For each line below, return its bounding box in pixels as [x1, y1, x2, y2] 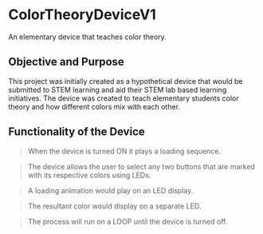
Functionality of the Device [8, 125, 145, 139]
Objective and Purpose [8, 55, 125, 69]
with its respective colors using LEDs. [27, 170, 151, 180]
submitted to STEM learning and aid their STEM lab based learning [8, 85, 227, 94]
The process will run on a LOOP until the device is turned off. [27, 216, 228, 226]
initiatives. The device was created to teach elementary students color [8, 93, 239, 103]
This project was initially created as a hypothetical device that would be [8, 76, 243, 85]
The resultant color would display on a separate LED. [27, 201, 202, 211]
